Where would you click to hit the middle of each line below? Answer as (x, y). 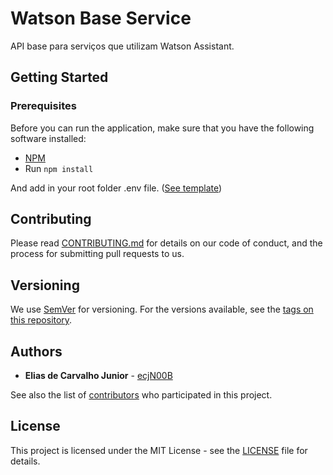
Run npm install (59, 168)
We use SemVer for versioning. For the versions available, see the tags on (162, 309)
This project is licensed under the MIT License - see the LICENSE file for (159, 450)
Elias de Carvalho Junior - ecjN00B (98, 376)
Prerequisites (43, 106)
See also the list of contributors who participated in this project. (141, 395)
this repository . (41, 320)
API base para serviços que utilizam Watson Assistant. (122, 46)
